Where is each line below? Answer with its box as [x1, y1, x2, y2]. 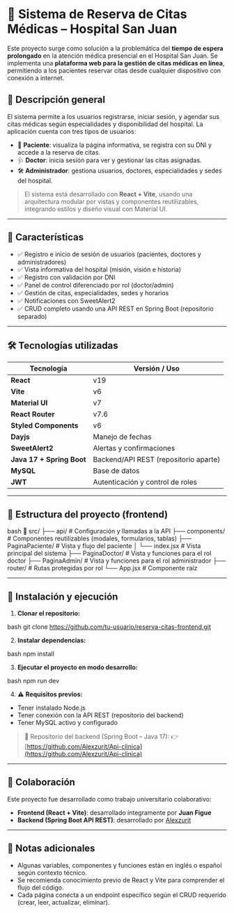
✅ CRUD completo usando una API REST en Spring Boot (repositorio [17, 304, 214, 313]
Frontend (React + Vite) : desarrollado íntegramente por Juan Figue [17, 808, 212, 817]
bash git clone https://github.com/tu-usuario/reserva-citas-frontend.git [7, 623, 211, 631]
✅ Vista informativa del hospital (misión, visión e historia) [17, 265, 181, 274]
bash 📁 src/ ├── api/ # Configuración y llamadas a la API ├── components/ [7, 527, 225, 536]
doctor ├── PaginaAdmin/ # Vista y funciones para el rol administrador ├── [7, 556, 226, 565]
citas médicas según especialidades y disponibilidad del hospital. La [7, 120, 203, 128]
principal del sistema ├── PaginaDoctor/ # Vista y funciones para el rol [7, 549, 212, 558]
